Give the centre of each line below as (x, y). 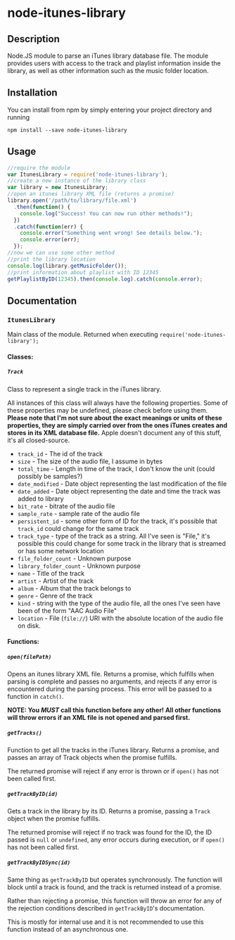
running (19, 117)
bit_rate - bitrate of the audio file (66, 506)
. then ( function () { (42, 207)
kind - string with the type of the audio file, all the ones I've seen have (119, 603)
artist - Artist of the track (55, 581)
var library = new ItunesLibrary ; (58, 188)
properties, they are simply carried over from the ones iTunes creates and (117, 425)
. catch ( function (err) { (48, 226)
